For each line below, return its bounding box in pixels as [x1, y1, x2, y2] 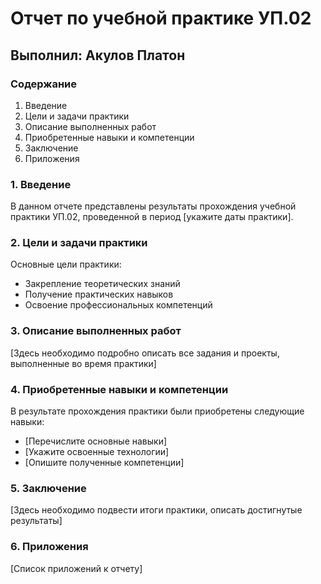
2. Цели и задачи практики [10, 236, 148, 250]
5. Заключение [10, 481, 87, 495]
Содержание [10, 77, 78, 91]
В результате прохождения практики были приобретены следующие [10, 405, 305, 417]
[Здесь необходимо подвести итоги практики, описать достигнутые [10, 504, 303, 516]
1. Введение [10, 177, 72, 191]
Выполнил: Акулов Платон [10, 47, 186, 64]
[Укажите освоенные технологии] [24, 446, 170, 458]
